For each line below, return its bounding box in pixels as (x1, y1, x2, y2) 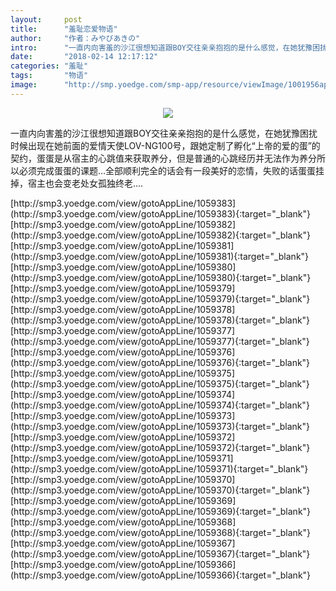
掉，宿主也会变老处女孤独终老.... (10, 177, 144, 189)
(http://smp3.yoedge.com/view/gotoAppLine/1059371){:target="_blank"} (10, 462, 309, 475)
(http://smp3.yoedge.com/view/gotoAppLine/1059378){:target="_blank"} (10, 314, 311, 326)
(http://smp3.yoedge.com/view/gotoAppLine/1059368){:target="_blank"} (10, 526, 312, 538)
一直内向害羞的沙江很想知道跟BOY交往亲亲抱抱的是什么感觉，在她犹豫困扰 (10, 127, 318, 139)
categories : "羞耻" (10, 61, 89, 71)
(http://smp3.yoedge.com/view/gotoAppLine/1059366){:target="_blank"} (10, 569, 312, 581)
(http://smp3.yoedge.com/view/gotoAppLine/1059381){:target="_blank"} (10, 250, 310, 262)
